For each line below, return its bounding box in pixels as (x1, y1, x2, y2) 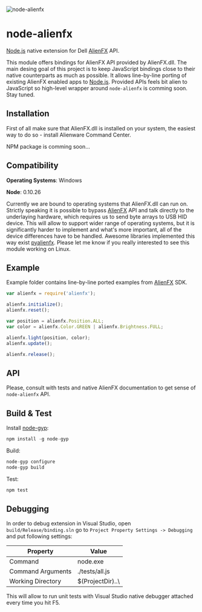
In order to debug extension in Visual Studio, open (6, 520, 131, 527)
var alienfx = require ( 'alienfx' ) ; (6, 291, 96, 297)
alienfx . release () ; (6, 351, 56, 357)
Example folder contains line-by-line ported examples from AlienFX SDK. (6, 279, 187, 286)
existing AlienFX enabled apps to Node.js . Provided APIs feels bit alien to (6, 78, 187, 85)
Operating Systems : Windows (6, 177, 82, 184)
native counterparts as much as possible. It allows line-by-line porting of (6, 72, 187, 79)
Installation (6, 109, 50, 119)
